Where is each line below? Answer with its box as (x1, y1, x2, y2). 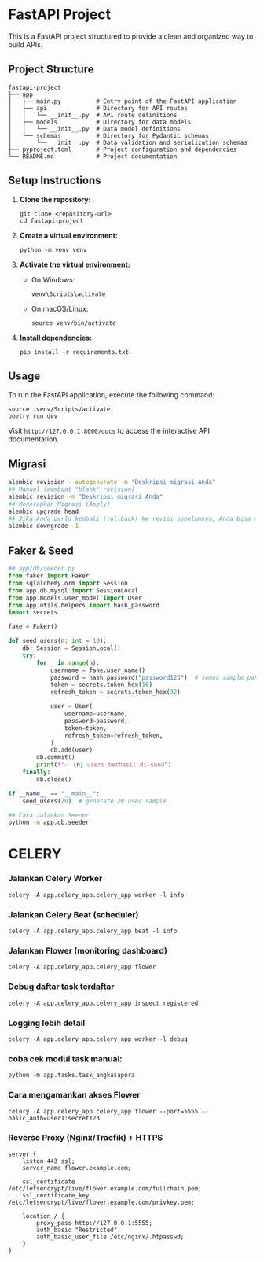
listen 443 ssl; (22, 1157, 76, 1165)
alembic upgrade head (8, 507, 79, 515)
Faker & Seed (8, 544, 75, 557)
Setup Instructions (8, 174, 101, 187)
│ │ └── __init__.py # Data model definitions (8, 124, 181, 133)
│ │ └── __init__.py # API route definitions (8, 111, 178, 119)
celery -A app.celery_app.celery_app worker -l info (8, 891, 185, 899)
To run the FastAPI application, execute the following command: (8, 390, 214, 400)
